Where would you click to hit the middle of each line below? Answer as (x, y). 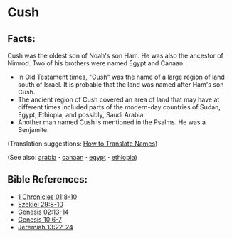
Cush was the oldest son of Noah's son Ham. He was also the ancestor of (116, 55)
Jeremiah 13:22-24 (45, 227)
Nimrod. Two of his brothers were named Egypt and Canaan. (96, 63)
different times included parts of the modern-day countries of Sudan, (119, 107)
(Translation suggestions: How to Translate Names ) (83, 144)
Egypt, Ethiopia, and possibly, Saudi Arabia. (81, 115)
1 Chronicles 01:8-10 (47, 197)
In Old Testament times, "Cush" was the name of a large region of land (121, 77)
